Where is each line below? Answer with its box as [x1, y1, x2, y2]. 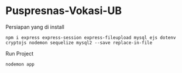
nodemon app [5, 61, 35, 67]
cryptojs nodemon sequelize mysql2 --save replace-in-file [5, 40, 153, 46]
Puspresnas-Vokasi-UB [5, 4, 122, 18]
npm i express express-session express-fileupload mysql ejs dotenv [5, 34, 176, 40]
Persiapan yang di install [5, 23, 65, 30]
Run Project [5, 50, 34, 57]
